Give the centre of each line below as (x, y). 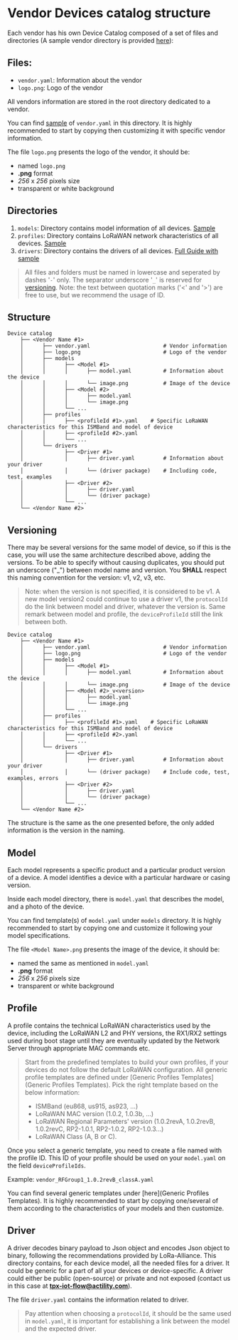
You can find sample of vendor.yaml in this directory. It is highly (100, 123)
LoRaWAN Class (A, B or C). (76, 1136)
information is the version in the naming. (66, 830)
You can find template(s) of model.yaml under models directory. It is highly (114, 920)
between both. (46, 622)
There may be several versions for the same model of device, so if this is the (119, 548)
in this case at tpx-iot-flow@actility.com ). (70, 1286)
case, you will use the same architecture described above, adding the (109, 555)
